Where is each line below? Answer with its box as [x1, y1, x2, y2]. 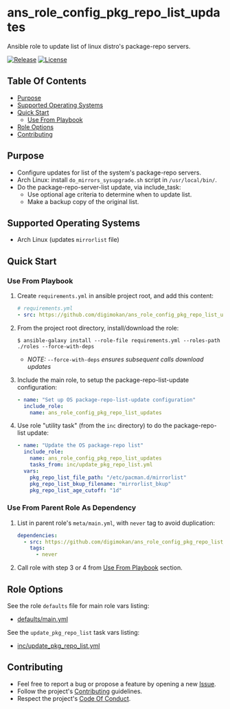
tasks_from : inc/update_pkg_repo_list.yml [30, 462, 153, 469]
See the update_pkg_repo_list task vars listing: [7, 629, 140, 637]
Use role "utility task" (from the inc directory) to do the [16, 421, 173, 430]
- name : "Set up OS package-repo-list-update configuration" [16, 396, 196, 403]
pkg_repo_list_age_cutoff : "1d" [30, 486, 122, 494]
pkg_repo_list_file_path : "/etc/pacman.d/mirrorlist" [30, 474, 187, 481]
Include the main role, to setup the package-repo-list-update [16, 376, 189, 384]
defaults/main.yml [16, 615, 69, 623]
